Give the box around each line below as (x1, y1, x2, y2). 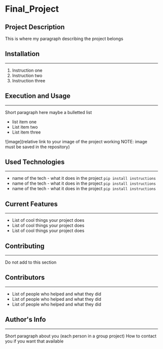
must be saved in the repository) (5, 144, 70, 150)
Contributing (5, 242, 45, 250)
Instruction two (12, 72, 43, 78)
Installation (5, 50, 40, 58)
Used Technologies (5, 158, 65, 166)
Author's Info (5, 315, 46, 324)
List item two (12, 124, 38, 130)
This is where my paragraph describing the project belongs (5, 36, 124, 41)
